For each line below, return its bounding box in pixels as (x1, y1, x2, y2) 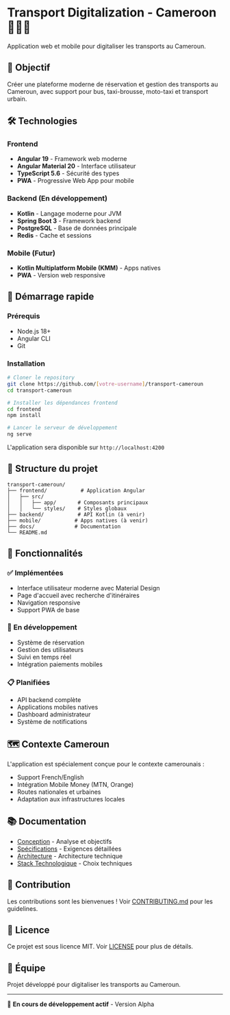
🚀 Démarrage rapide (7, 291, 94, 303)
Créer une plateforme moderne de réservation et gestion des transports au (7, 80, 218, 88)
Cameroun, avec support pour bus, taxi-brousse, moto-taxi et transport (7, 87, 209, 95)
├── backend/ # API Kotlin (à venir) (7, 511, 146, 518)
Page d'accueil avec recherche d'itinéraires (16, 591, 140, 599)
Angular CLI (16, 334, 51, 342)
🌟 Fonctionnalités (7, 548, 84, 560)
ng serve (7, 431, 32, 438)
